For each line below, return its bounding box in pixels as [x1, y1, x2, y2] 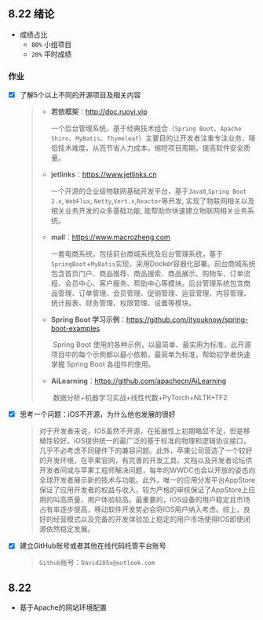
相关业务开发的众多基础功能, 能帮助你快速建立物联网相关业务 [50, 206, 248, 216]
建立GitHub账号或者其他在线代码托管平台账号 [19, 541, 166, 551]
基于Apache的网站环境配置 [19, 603, 108, 612]
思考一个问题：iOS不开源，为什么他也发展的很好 [19, 410, 176, 419]
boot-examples [50, 324, 100, 334]
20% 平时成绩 [31, 49, 72, 59]
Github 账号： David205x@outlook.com [38, 558, 155, 567]
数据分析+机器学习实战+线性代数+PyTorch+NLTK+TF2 [53, 393, 228, 403]
